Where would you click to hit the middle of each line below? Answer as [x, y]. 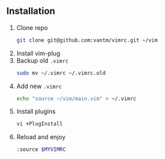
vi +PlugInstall [39, 124]
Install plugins [36, 111]
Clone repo [32, 27]
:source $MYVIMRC [41, 149]
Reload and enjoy [41, 137]
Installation [31, 11]
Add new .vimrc [39, 86]
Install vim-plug [38, 53]
